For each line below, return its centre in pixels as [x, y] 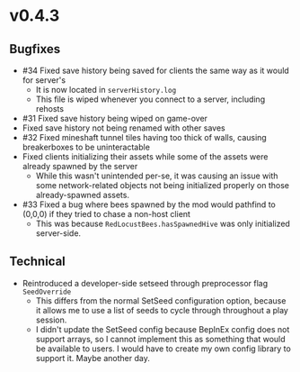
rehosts [50, 109]
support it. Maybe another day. [93, 358]
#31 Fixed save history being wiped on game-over [115, 118]
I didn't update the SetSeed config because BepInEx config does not [163, 329]
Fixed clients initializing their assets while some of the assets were [145, 157]
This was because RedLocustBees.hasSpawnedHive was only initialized [163, 223]
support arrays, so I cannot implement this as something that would [160, 339]
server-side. [58, 233]
